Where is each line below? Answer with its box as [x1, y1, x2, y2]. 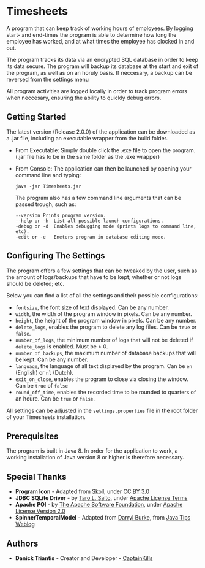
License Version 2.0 [15, 507, 65, 515]
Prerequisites [6, 431, 59, 441]
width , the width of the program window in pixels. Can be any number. [15, 310, 193, 317]
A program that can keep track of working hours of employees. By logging [6, 25, 193, 32]
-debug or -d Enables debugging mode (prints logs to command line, [15, 223, 197, 229]
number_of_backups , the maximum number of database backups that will [15, 349, 196, 356]
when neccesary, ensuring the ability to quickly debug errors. [6, 94, 162, 101]
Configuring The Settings [6, 250, 105, 261]
